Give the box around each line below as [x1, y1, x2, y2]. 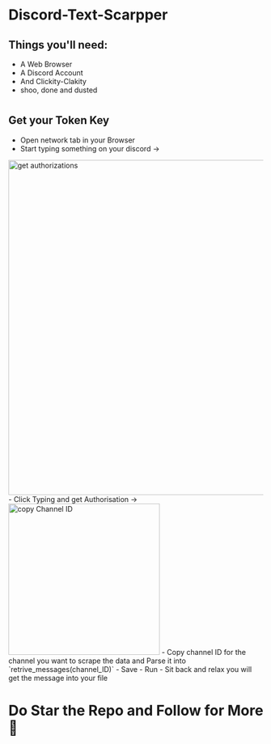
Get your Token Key [8, 113, 110, 127]
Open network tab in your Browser [19, 135, 136, 145]
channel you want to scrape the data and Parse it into [8, 656, 186, 665]
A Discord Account [19, 68, 83, 78]
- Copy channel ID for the [161, 647, 247, 657]
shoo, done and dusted [19, 85, 98, 95]
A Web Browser [19, 59, 73, 69]
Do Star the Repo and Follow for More [8, 701, 264, 720]
